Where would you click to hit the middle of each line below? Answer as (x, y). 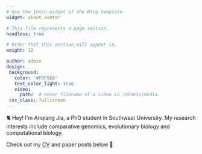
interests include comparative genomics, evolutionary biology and (88, 126)
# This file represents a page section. (58, 28)
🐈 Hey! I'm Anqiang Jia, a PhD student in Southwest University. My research (101, 118)
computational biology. (35, 133)
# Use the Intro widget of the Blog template (64, 12)
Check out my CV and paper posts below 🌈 (60, 144)
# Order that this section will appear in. (62, 45)
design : (16, 67)
